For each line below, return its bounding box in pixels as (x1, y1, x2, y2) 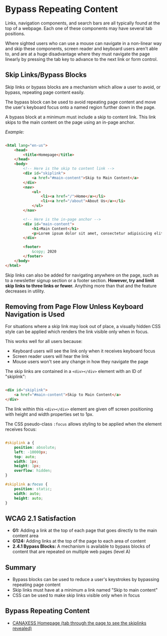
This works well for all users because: (5, 338, 83, 344)
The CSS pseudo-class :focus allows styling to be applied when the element (5, 421, 162, 427)
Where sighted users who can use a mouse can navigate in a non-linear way (5, 40, 162, 46)
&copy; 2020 (31, 249, 57, 254)
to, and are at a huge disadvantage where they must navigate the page (5, 51, 150, 57)
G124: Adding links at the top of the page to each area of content (12, 538, 146, 544)
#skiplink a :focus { (5, 482, 48, 487)
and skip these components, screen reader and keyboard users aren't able (5, 45, 158, 51)
